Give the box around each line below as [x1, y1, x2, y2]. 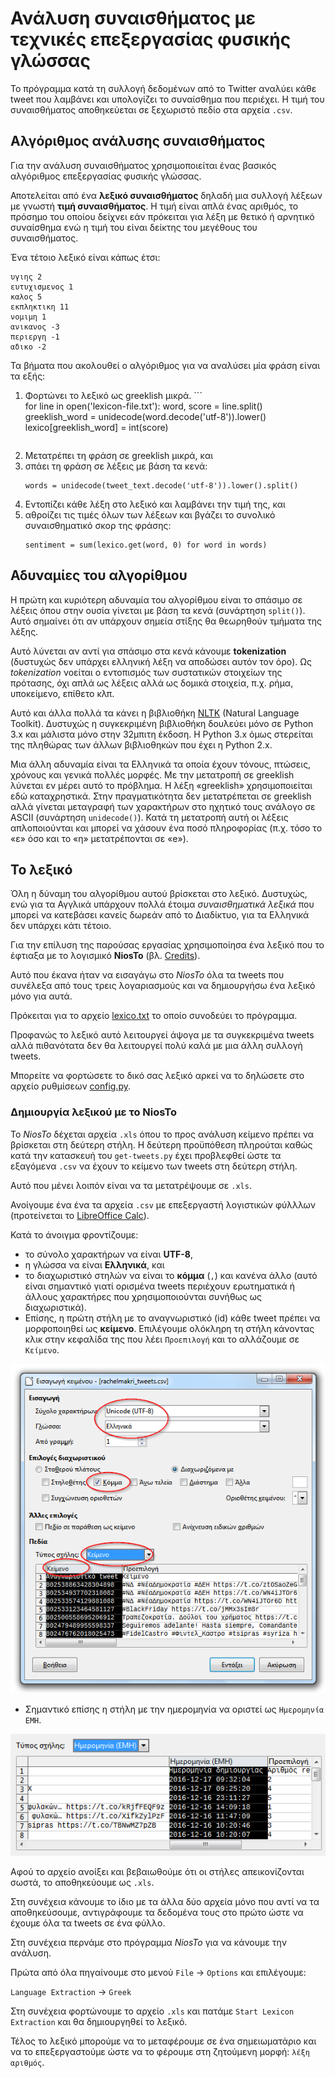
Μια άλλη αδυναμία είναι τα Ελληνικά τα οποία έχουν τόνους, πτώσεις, [10, 758, 312, 770]
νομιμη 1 [10, 312, 47, 322]
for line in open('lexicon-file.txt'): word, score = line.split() [24, 400, 263, 412]
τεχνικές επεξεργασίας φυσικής [10, 28, 292, 51]
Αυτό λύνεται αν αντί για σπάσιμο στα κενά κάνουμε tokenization [10, 645, 287, 657]
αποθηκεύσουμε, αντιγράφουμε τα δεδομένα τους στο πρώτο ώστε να [10, 1906, 304, 1918]
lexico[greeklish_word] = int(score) [24, 421, 169, 433]
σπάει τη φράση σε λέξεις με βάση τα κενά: [24, 460, 208, 472]
